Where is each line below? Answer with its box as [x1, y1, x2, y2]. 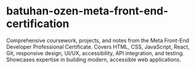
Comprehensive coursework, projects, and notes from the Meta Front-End [6, 37, 190, 44]
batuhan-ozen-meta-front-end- [6, 4, 169, 18]
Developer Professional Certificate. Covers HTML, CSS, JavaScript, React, [6, 43, 190, 50]
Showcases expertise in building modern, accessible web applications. [6, 56, 181, 63]
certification [6, 17, 70, 31]
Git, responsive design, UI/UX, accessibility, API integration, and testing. [6, 49, 184, 56]
